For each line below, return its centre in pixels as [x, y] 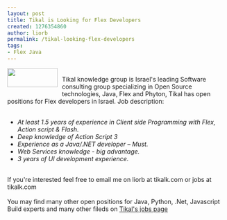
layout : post [26, 13]
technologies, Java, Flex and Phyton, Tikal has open [136, 93]
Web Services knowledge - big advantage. [78, 151]
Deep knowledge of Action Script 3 [67, 136]
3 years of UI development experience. [73, 158]
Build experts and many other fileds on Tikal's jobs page [87, 209]
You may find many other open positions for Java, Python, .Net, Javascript [113, 201]
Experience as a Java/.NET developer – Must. [83, 144]
